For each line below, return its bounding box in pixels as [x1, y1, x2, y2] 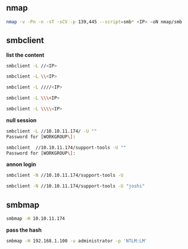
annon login [6, 161, 36, 168]
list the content [6, 51, 45, 59]
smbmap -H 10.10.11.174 [6, 216, 65, 222]
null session [6, 116, 37, 124]
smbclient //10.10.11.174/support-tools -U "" [6, 145, 127, 150]
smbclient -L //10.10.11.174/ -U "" [6, 128, 97, 134]
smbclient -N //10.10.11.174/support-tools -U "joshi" [6, 183, 145, 189]
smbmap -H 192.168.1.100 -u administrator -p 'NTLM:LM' [6, 238, 148, 244]
